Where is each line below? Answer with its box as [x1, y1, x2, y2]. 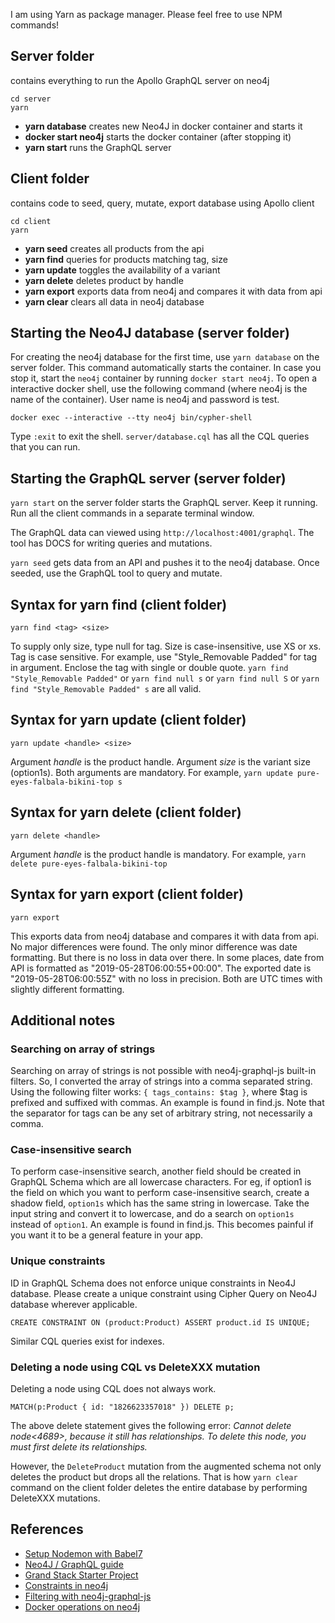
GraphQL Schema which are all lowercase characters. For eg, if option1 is [10, 1176, 312, 1188]
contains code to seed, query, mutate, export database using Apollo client [10, 197, 315, 209]
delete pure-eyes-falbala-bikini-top [10, 859, 168, 869]
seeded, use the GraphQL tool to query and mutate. [10, 567, 223, 579]
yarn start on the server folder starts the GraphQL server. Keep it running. [10, 497, 318, 509]
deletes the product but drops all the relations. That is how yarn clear [10, 1471, 298, 1483]
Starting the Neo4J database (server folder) [10, 325, 290, 342]
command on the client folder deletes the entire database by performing [10, 1482, 308, 1494]
